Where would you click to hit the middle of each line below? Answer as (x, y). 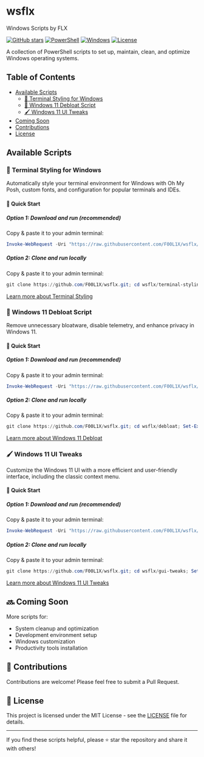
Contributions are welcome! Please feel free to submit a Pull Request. (93, 681)
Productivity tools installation (51, 648)
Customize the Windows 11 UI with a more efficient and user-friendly (92, 470)
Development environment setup (56, 634)
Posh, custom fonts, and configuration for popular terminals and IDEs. (93, 190)
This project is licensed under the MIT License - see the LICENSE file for (97, 716)
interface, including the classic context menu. (63, 476)
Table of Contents (41, 77)
